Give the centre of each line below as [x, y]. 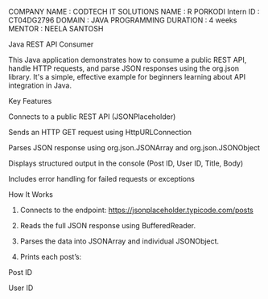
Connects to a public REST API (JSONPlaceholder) [92, 117]
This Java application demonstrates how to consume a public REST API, [128, 60]
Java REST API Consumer [51, 44]
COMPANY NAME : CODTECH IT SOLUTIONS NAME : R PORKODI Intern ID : [134, 12]
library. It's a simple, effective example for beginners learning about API [127, 77]
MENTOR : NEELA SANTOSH [56, 29]
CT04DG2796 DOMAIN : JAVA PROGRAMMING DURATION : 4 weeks [123, 20]
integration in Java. [40, 85]
